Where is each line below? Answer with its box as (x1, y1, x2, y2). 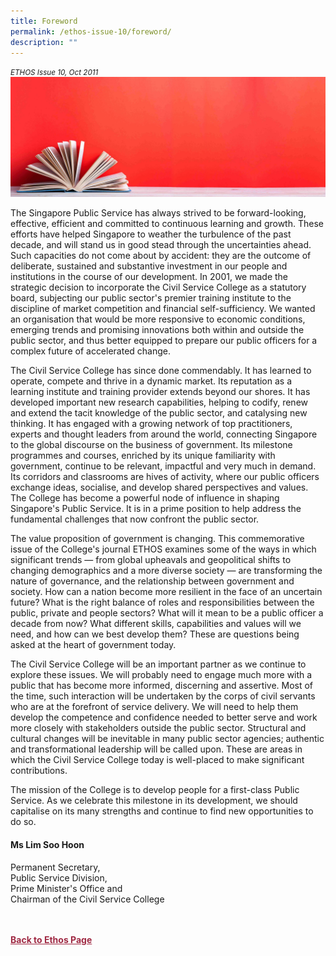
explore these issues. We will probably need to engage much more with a (10, 669, 313, 681)
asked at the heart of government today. (10, 639, 177, 651)
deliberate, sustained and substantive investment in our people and (10, 260, 288, 272)
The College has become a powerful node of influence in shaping (10, 492, 280, 504)
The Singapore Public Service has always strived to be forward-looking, (10, 207, 307, 219)
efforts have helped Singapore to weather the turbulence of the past (10, 228, 292, 240)
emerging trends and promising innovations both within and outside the (10, 324, 305, 336)
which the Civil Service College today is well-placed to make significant (10, 754, 305, 766)
